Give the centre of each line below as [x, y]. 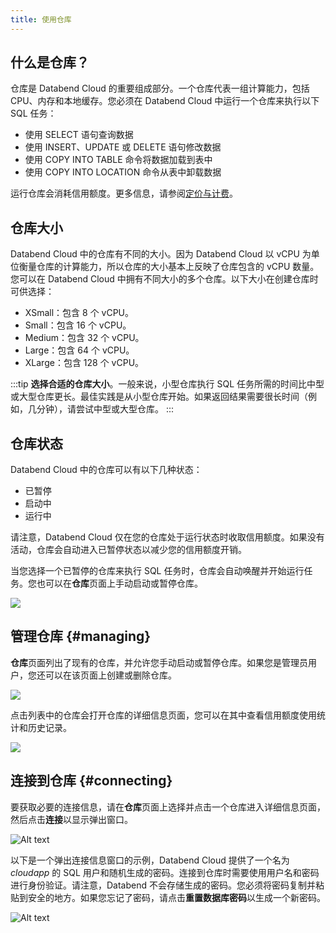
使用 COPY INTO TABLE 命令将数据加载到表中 [118, 160]
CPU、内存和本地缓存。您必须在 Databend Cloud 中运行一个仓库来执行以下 [165, 101]
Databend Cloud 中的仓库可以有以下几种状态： [106, 470]
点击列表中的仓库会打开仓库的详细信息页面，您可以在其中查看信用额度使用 [163, 715]
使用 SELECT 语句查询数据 [79, 135]
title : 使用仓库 [41, 19]
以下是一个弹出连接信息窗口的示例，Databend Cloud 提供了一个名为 [150, 860]
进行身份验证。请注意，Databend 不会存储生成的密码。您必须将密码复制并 [163, 885]
